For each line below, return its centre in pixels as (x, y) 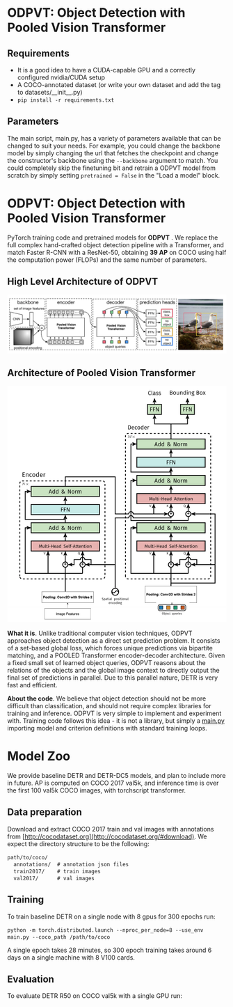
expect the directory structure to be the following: (78, 843)
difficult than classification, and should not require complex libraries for (109, 705)
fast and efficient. (32, 685)
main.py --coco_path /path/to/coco (59, 937)
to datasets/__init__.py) (50, 92)
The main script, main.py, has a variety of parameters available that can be (114, 138)
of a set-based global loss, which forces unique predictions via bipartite (110, 648)
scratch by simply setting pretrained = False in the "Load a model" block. (114, 175)
